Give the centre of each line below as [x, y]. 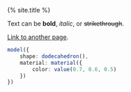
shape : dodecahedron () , [54, 56]
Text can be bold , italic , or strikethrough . [65, 23]
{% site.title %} [29, 10]
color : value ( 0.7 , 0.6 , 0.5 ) [75, 69]
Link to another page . [38, 37]
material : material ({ [51, 63]
